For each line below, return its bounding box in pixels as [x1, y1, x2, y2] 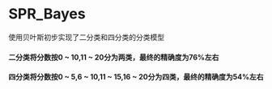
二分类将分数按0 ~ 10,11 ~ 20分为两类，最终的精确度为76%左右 [8, 52, 219, 62]
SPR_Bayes [8, 5, 87, 23]
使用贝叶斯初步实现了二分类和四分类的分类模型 [8, 32, 164, 42]
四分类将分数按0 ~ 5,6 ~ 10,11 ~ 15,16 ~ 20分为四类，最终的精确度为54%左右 [8, 72, 264, 82]
